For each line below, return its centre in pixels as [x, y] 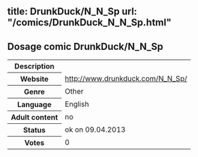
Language [34, 105]
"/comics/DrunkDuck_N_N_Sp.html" [89, 23]
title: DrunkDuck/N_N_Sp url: [72, 12]
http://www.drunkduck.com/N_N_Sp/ [126, 79]
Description [35, 66]
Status [35, 130]
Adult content [35, 118]
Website [35, 79]
